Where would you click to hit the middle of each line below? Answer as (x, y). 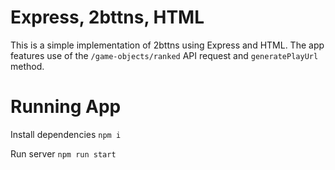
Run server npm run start (63, 153)
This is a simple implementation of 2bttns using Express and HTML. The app (167, 45)
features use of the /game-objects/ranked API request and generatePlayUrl (164, 55)
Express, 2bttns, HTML (107, 17)
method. (27, 66)
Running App (66, 107)
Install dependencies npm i (66, 134)
